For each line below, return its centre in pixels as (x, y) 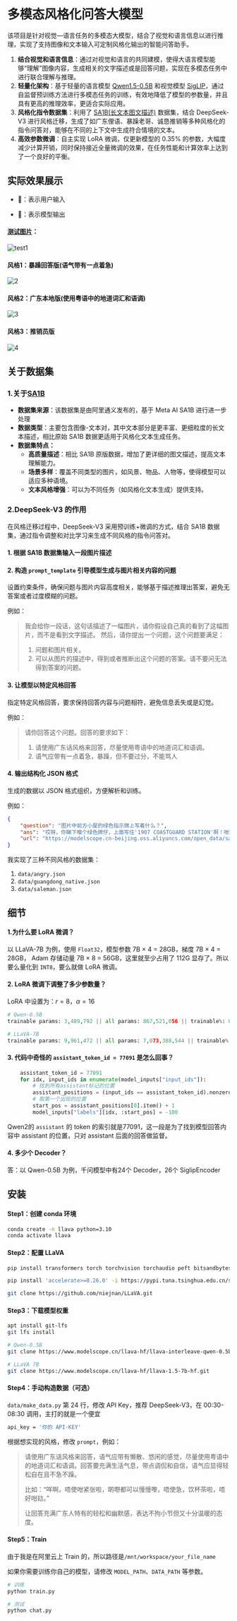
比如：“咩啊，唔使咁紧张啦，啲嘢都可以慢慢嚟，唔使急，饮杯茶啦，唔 (125, 1489)
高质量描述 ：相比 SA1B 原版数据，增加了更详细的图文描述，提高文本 (127, 454)
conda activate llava (39, 1236)
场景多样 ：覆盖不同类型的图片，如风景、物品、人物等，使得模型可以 (127, 472)
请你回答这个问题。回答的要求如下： (77, 732)
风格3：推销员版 (31, 331)
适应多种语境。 (50, 481)
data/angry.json (41, 874)
